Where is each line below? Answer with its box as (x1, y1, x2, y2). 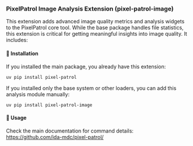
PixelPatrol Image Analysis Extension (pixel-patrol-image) (6, 5, 174, 13)
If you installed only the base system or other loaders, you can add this (6, 84, 177, 92)
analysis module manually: (6, 91, 70, 98)
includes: (6, 37, 28, 44)
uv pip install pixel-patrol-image (6, 102, 93, 108)
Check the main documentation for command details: (6, 127, 134, 134)
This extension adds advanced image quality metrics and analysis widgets (6, 18, 185, 25)
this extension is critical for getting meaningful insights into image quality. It (6, 30, 188, 37)
